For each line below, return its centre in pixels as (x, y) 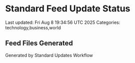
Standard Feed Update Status (68, 9)
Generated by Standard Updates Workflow (49, 55)
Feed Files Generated (39, 43)
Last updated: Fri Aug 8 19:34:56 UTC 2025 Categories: (63, 22)
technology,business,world (33, 27)
